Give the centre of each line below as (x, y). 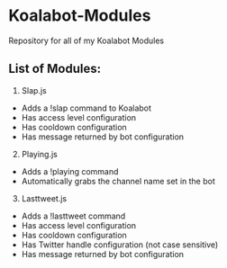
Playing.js (39, 154)
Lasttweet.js (44, 198)
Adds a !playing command (70, 171)
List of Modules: (54, 69)
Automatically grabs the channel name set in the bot (118, 181)
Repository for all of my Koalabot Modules (86, 40)
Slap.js (34, 90)
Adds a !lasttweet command (73, 216)
